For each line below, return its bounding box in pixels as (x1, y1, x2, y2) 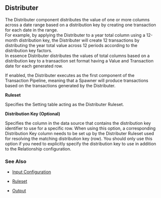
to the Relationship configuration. (5, 146, 72, 152)
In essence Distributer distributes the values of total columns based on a (5, 53, 150, 59)
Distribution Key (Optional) (5, 111, 61, 117)
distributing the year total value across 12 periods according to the (5, 42, 138, 48)
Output (12, 188, 26, 194)
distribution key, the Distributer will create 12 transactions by (18, 37, 140, 43)
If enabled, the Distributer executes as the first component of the (5, 72, 135, 78)
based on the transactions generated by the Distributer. (5, 82, 116, 89)
